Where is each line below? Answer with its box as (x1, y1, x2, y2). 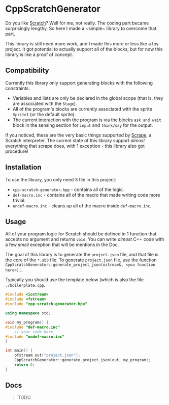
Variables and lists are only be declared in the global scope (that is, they (12, 95, 163, 101)
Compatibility (5, 66, 49, 75)
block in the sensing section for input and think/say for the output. (12, 122, 153, 128)
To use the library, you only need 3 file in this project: (5, 176, 117, 182)
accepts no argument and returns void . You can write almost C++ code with (5, 236, 164, 242)
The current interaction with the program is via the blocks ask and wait (12, 117, 161, 123)
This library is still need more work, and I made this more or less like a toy (5, 40, 159, 46)
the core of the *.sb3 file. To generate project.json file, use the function (5, 257, 157, 263)
